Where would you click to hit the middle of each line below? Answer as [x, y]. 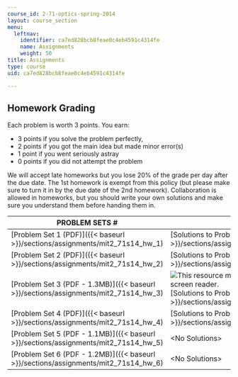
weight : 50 [36, 54]
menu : [15, 27]
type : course [27, 67]
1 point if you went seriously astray [68, 154]
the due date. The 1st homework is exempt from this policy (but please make [119, 183]
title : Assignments [36, 60]
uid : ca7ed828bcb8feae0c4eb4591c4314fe [66, 73]
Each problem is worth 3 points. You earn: [68, 125]
